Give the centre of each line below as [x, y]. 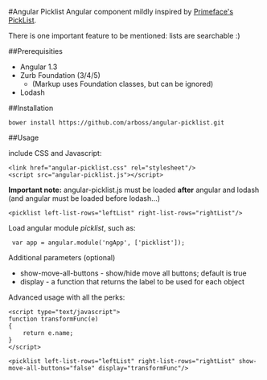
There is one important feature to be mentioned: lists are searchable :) [124, 36]
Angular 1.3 [39, 67]
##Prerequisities [35, 51]
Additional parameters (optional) [62, 257]
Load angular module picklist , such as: [72, 228]
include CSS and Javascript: [55, 153]
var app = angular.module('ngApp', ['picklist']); [98, 243]
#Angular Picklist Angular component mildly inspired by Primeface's [121, 12]
